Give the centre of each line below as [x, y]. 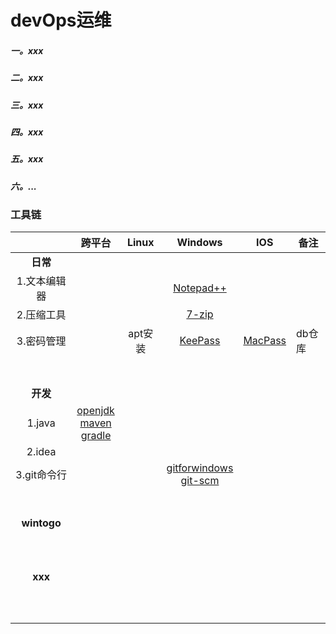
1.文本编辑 [41, 281]
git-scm [200, 481]
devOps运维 [61, 20]
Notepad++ [200, 288]
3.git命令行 [41, 475]
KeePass [200, 341]
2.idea [41, 452]
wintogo [41, 523]
